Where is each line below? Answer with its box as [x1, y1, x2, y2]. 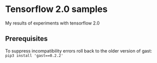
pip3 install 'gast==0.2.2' [5, 53, 64, 58]
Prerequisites [5, 34, 48, 43]
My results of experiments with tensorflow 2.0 [5, 20, 100, 26]
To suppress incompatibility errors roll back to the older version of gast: [5, 47, 153, 53]
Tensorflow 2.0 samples [5, 3, 108, 15]
